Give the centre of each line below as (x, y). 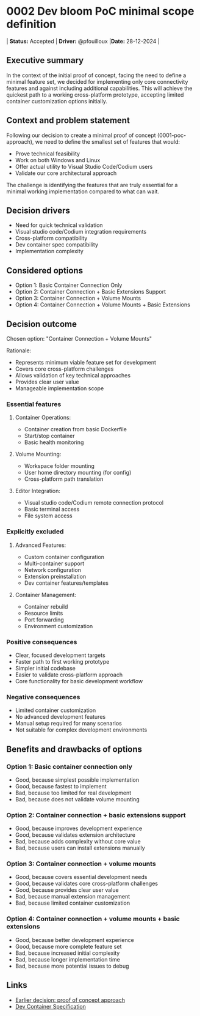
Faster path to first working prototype (62, 661)
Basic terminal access (52, 510)
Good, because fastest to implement (61, 786)
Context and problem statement (68, 121)
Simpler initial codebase (45, 668)
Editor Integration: (38, 491)
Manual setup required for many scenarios (68, 724)
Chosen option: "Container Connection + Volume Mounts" (79, 339)
